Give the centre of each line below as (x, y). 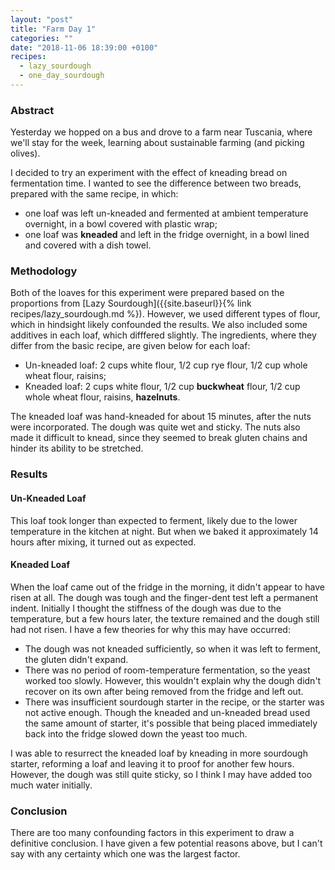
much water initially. (51, 785)
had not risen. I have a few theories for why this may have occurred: (150, 629)
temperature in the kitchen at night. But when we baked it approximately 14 (164, 531)
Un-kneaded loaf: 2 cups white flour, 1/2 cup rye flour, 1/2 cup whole (166, 365)
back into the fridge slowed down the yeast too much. (136, 733)
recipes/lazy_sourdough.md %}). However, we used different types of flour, (165, 314)
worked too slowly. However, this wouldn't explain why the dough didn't (173, 680)
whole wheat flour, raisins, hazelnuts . (102, 397)
